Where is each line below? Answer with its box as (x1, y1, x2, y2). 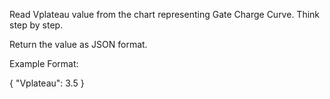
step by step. (9, 19, 64, 31)
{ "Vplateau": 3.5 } (9, 77, 85, 89)
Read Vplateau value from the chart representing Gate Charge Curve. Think (9, 9, 321, 20)
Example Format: (9, 58, 79, 69)
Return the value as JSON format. (9, 39, 148, 50)
